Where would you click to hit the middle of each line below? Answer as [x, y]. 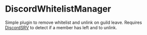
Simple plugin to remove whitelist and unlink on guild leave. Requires [73, 22]
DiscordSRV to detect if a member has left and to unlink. [61, 27]
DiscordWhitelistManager [58, 9]
